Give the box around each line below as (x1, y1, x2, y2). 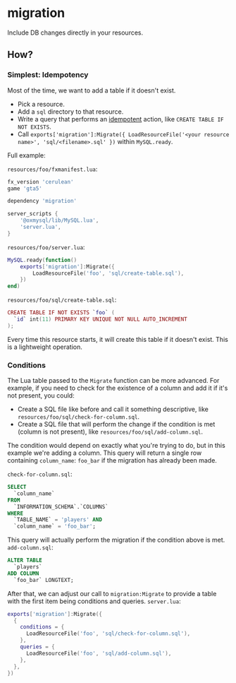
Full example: (7, 150, 46, 160)
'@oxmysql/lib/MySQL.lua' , (20, 217, 99, 224)
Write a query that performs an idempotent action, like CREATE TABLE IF (17, 114, 224, 123)
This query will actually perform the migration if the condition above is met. (7, 535, 225, 545)
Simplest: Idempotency (7, 70, 89, 80)
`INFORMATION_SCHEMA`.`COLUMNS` (13, 503, 109, 510)
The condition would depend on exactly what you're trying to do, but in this (7, 441, 225, 450)
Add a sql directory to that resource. (17, 107, 124, 116)
